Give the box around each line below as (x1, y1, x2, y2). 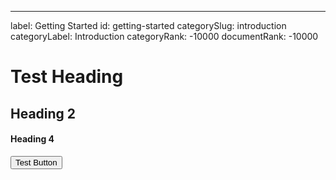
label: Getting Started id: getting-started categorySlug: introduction (10, 20, 287, 31)
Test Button (15, 157, 58, 168)
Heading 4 (10, 133, 55, 145)
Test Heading (10, 66, 124, 88)
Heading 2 (10, 105, 77, 122)
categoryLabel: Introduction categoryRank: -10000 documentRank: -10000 (10, 31, 319, 42)
